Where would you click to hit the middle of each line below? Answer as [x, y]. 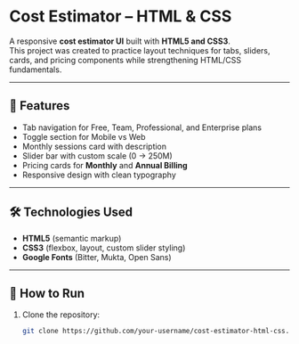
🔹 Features [40, 106]
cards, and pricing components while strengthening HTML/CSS [125, 60]
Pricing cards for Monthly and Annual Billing [105, 165]
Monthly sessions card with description [94, 146]
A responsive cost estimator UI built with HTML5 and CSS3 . [120, 41]
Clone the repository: [61, 315]
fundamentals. [36, 70]
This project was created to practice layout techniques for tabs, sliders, [140, 50]
